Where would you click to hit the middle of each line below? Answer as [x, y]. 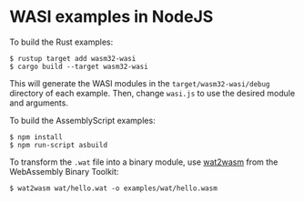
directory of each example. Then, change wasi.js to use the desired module [152, 93]
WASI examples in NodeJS [111, 17]
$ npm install [36, 137]
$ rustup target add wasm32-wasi [73, 58]
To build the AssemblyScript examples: [83, 120]
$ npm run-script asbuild [58, 145]
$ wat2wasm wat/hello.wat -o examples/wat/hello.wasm [114, 188]
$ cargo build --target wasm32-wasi [79, 66]
